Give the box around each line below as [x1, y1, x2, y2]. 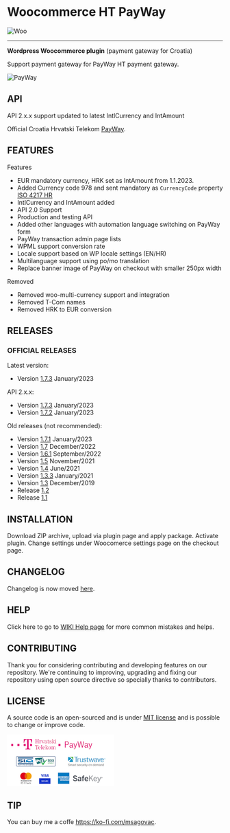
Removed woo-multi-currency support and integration [16, 290, 170, 299]
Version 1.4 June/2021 [16, 465, 80, 473]
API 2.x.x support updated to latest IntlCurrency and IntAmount [7, 111, 185, 120]
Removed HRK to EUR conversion [16, 305, 112, 313]
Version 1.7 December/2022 [16, 443, 96, 451]
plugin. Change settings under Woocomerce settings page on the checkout [7, 539, 219, 547]
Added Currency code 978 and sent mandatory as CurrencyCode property [16, 184, 223, 192]
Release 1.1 [16, 493, 48, 502]
